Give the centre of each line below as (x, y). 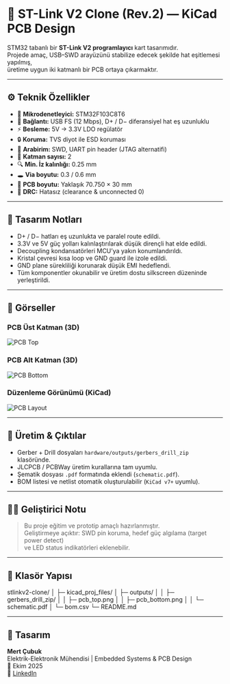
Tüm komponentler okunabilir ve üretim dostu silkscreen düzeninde (112, 272)
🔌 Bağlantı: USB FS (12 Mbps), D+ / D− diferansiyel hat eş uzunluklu (113, 121)
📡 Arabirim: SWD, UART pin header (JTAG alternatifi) (92, 149)
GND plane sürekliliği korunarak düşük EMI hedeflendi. (94, 265)
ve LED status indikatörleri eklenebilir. (77, 547)
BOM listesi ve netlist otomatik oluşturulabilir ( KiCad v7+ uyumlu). (108, 481)
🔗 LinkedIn (22, 673)
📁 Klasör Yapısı (40, 576)
